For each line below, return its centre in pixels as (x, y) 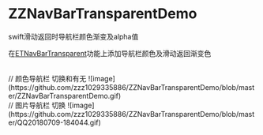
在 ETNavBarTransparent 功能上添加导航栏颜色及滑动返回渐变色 (110, 53)
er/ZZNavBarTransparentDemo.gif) (65, 96)
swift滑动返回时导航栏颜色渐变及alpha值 (73, 36)
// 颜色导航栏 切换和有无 (47, 78)
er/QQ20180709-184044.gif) (54, 122)
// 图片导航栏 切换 (37, 105)
